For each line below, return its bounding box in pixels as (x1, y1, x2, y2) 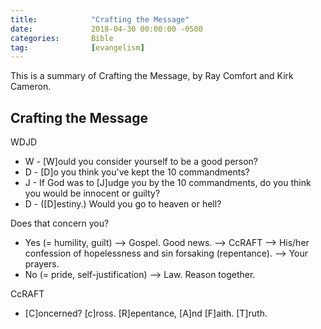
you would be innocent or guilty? (24, 187, 161, 200)
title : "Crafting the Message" (10, 14, 190, 25)
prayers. (24, 258, 60, 270)
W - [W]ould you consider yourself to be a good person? (24, 156, 259, 168)
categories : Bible (10, 33, 114, 43)
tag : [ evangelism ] (10, 42, 145, 53)
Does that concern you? (10, 217, 110, 230)
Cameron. (10, 81, 52, 93)
